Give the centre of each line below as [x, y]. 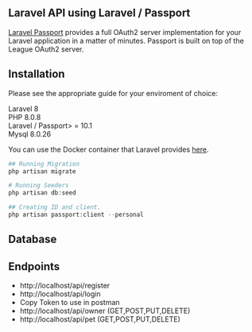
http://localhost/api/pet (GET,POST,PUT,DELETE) [100, 319]
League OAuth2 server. [46, 49]
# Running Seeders [39, 186]
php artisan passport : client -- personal [76, 214]
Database [33, 239]
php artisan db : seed [43, 193]
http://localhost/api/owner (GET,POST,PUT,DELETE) [105, 311]
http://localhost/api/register [65, 286]
